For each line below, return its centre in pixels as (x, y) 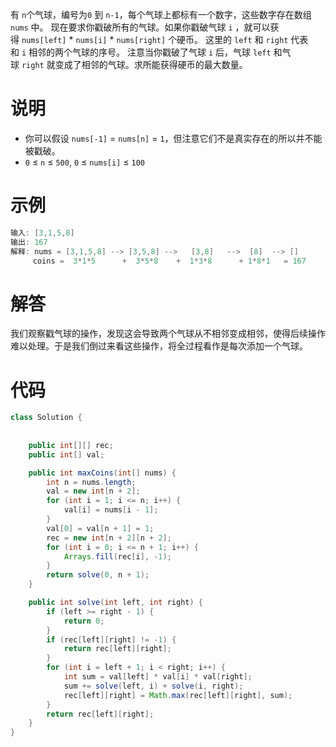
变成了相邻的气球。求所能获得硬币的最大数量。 (151, 64)
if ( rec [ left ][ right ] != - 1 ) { (111, 639)
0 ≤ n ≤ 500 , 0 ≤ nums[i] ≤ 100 (84, 162)
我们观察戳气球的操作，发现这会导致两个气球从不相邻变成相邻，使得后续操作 (168, 334)
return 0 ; (84, 621)
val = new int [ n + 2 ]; (93, 491)
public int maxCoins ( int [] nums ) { (102, 473)
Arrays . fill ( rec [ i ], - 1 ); (117, 556)
